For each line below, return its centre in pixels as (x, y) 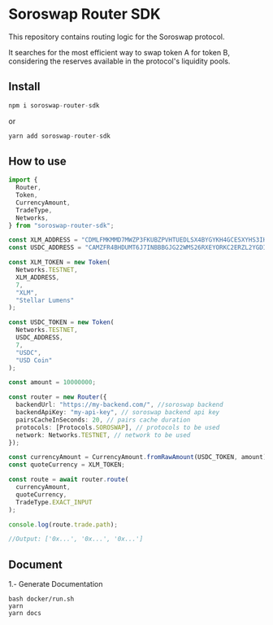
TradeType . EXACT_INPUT (54, 502)
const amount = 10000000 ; (52, 382)
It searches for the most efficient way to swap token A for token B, (119, 52)
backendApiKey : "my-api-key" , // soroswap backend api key (118, 413)
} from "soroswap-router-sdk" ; (61, 225)
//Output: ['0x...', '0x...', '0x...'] (76, 539)
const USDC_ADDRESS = (45, 248)
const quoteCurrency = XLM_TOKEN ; (67, 465)
